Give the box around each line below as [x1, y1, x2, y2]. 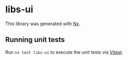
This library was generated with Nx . [5, 21, 80, 27]
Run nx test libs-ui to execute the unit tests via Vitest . [5, 49, 123, 55]
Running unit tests [5, 35, 65, 44]
